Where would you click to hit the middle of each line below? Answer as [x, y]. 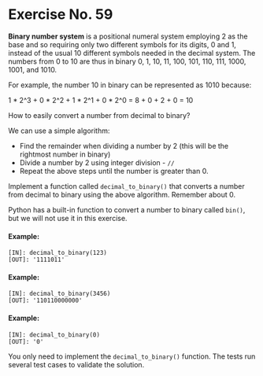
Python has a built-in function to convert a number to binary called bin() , [127, 209]
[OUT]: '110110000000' [45, 300]
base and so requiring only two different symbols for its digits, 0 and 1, [122, 44]
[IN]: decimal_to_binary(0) [54, 335]
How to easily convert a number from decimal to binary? [99, 115]
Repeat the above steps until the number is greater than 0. [114, 171]
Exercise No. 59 [61, 15]
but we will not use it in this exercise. [68, 218]
